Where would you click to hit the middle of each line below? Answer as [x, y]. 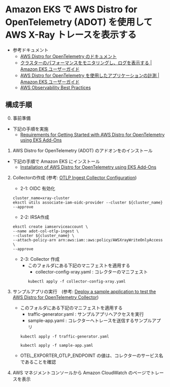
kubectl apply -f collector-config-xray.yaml [77, 281]
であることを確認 [38, 362]
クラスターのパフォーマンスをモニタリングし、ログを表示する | [86, 63]
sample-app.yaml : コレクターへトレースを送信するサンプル [90, 320]
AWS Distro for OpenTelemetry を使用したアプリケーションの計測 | [90, 75]
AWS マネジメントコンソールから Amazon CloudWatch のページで [81, 372]
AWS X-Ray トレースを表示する [71, 35]
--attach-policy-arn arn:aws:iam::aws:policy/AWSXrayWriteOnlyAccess [88, 240]
